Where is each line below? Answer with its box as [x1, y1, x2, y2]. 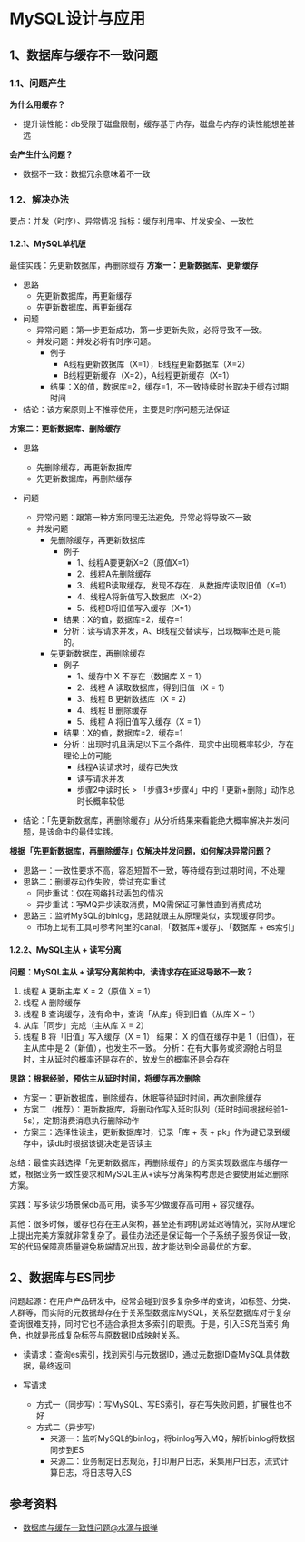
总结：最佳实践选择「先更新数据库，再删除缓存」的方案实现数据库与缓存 [9, 1157, 280, 1168]
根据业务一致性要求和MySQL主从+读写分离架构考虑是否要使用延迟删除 [25, 1168, 289, 1179]
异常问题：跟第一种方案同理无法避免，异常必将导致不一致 [35, 512, 251, 523]
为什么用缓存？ [9, 99, 65, 110]
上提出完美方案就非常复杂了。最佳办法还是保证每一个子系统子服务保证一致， [9, 1230, 296, 1241]
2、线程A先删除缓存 [76, 568, 152, 579]
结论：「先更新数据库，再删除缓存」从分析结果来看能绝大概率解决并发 [22, 815, 281, 826]
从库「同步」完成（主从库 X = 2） [22, 1019, 149, 1031]
